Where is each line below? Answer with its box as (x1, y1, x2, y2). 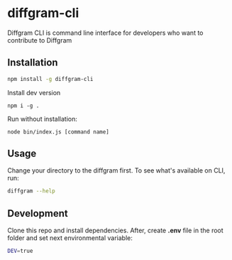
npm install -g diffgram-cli (7, 75, 94, 82)
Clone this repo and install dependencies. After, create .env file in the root (7, 226, 223, 235)
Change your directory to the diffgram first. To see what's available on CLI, (7, 166, 226, 175)
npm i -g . (7, 102, 40, 109)
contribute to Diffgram (7, 36, 72, 44)
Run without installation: (7, 114, 78, 123)
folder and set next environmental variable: (7, 234, 133, 242)
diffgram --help (7, 188, 55, 195)
